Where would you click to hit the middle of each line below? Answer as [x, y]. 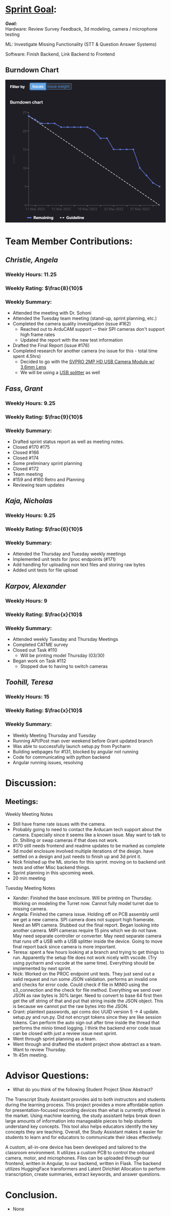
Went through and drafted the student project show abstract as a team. [87, 1044]
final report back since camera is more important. [64, 946]
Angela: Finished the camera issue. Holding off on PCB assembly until [86, 914]
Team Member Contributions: [69, 241]
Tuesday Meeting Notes [30, 888]
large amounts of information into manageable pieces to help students [79, 1121]
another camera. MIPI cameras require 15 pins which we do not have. [85, 930]
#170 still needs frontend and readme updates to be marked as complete [89, 845]
